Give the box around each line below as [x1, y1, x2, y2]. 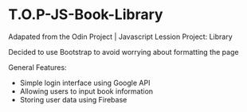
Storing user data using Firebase [19, 95, 127, 104]
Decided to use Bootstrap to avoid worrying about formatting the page [8, 47, 239, 56]
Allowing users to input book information [19, 86, 154, 96]
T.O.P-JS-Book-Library [8, 6, 163, 24]
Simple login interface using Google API [19, 78, 151, 87]
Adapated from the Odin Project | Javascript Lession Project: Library [8, 32, 233, 41]
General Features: [8, 62, 67, 72]
